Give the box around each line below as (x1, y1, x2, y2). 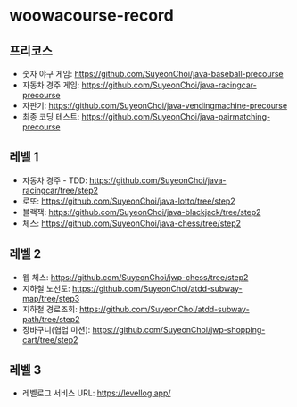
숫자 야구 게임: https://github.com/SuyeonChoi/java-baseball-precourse (21, 69, 284, 79)
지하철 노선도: (21, 283, 71, 294)
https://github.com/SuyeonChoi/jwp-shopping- (92, 324, 266, 335)
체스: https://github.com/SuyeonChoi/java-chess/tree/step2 (21, 218, 241, 228)
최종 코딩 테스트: (21, 112, 80, 121)
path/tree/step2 (21, 313, 80, 324)
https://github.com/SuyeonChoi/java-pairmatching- (81, 112, 270, 121)
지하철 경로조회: (21, 303, 78, 314)
